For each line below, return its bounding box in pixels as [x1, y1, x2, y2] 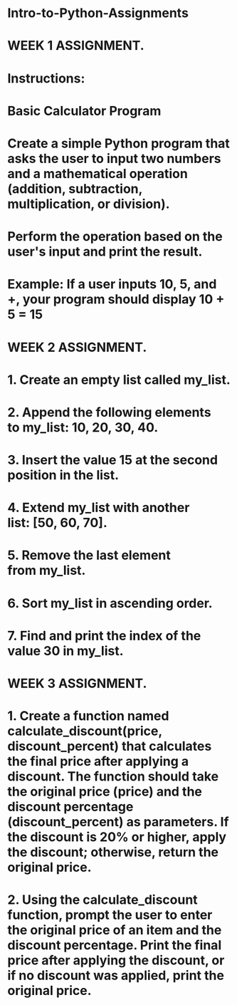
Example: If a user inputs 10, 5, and [7, 276, 217, 293]
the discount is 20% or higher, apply [7, 829, 226, 845]
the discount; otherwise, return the [7, 844, 219, 860]
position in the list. [7, 467, 120, 484]
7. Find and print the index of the [7, 628, 201, 644]
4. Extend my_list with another [7, 500, 190, 516]
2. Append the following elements [7, 404, 211, 420]
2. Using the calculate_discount [7, 892, 198, 908]
